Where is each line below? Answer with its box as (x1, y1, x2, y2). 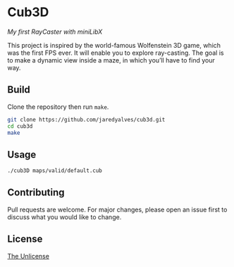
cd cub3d (7, 122, 33, 130)
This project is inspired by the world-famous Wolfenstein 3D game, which (7, 41, 221, 49)
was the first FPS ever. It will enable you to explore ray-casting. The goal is (7, 48, 224, 57)
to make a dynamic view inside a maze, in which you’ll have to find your (7, 56, 215, 64)
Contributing (7, 187, 65, 199)
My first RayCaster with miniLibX (7, 27, 103, 36)
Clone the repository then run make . (7, 103, 109, 111)
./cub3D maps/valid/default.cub (7, 167, 102, 174)
